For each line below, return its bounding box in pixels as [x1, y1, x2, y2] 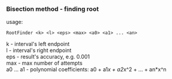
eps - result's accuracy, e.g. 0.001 [6, 53, 90, 60]
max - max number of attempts [6, 59, 82, 67]
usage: [6, 19, 23, 26]
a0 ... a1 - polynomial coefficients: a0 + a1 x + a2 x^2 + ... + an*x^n [6, 66, 167, 73]
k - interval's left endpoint [6, 41, 70, 48]
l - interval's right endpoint [6, 47, 72, 54]
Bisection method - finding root [6, 5, 99, 13]
